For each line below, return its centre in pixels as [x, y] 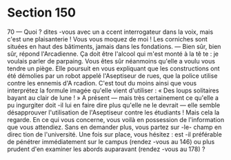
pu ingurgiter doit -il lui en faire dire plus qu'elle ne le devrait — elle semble [114, 105]
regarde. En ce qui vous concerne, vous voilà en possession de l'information [116, 119]
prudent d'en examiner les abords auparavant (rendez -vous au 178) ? [106, 149]
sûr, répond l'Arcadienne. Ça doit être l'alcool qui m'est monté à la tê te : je [113, 54]
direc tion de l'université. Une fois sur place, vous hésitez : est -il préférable [114, 134]
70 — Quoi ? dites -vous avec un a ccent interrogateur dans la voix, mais [110, 32]
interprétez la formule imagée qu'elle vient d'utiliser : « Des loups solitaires [113, 90]
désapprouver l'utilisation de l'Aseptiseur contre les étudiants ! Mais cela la [113, 112]
